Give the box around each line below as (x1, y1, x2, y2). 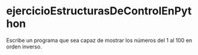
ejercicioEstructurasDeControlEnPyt (6, 4, 192, 18)
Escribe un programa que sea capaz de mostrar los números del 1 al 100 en (6, 36, 193, 44)
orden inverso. (6, 43, 42, 50)
